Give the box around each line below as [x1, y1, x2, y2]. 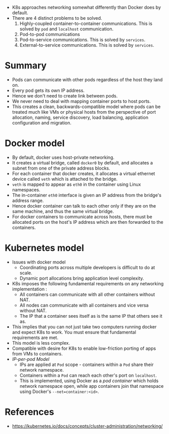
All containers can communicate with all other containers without [19, 291, 155, 297]
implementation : [12, 286, 48, 292]
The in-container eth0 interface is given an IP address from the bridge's [12, 192, 161, 198]
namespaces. [12, 186, 40, 192]
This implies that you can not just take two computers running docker [12, 323, 157, 329]
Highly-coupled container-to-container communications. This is [19, 20, 153, 26]
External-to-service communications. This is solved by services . [19, 42, 155, 48]
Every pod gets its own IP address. [12, 87, 85, 93]
